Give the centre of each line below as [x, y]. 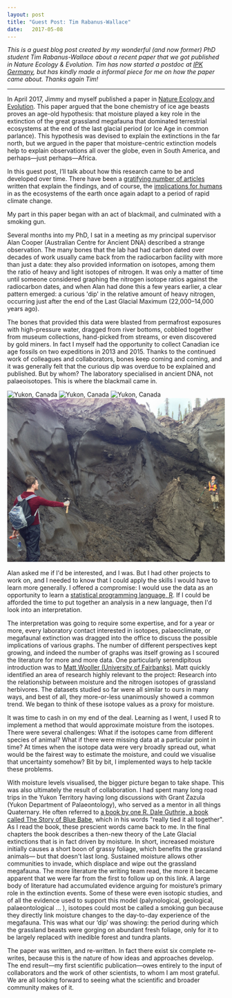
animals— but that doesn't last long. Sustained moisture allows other [105, 857]
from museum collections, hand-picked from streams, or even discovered [112, 337]
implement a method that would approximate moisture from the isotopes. [111, 725]
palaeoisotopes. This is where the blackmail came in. [82, 381]
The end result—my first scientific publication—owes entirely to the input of [115, 965]
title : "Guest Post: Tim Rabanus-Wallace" [69, 22]
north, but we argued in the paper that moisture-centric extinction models [112, 143]
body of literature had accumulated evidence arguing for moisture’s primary [115, 886]
